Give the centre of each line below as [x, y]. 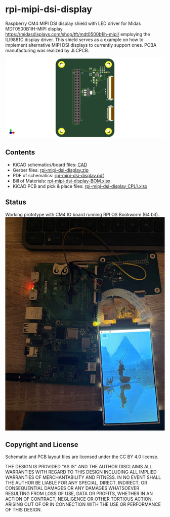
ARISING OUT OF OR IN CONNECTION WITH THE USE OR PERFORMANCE [83, 504]
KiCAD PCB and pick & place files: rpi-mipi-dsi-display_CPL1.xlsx [80, 186]
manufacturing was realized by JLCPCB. [47, 50]
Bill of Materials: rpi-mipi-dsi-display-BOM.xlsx [61, 181]
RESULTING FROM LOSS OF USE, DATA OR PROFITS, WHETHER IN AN [79, 494]
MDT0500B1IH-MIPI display [34, 28]
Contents [20, 153]
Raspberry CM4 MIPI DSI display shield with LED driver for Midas [73, 23]
